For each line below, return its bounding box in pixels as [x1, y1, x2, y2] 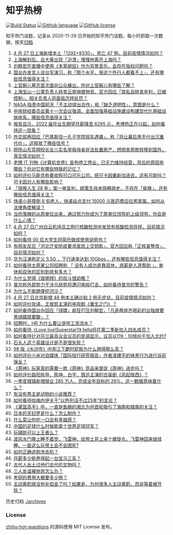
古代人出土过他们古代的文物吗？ [13, 461, 81, 468]
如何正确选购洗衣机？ [13, 449, 59, 455]
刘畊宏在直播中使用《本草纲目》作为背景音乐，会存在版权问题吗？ [13, 63, 153, 69]
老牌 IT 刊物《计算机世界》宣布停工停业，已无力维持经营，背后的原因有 [13, 159, 164, 165]
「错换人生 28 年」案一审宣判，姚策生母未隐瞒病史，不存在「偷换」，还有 [13, 185, 168, 191]
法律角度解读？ [13, 204, 45, 210]
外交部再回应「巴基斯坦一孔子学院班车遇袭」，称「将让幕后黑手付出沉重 [13, 133, 164, 139]
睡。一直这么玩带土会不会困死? [13, 442, 79, 448]
